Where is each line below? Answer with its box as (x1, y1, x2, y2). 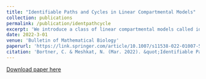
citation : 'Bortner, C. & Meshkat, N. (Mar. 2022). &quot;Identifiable (6, 49, 193, 55)
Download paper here (6, 66, 61, 73)
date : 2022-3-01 (6, 32, 48, 38)
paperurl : (6, 43, 32, 50)
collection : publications (6, 15, 72, 21)
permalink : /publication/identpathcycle (6, 20, 112, 26)
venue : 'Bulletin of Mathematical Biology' (6, 37, 120, 43)
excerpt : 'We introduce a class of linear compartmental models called (6, 26, 193, 32)
